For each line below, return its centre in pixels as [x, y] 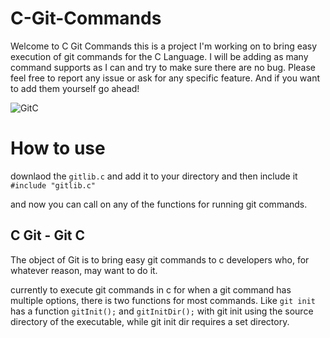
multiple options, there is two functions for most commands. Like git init [163, 300]
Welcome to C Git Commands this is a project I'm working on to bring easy [164, 46]
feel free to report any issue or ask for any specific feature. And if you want [165, 78]
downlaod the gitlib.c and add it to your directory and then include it [154, 176]
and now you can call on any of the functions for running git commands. [159, 204]
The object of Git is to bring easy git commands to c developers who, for [160, 259]
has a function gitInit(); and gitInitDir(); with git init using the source [162, 311]
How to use [58, 148]
